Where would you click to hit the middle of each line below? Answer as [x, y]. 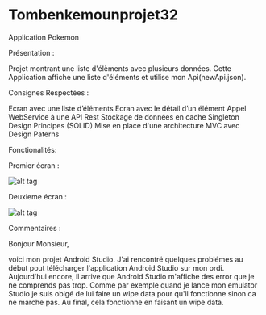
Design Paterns [34, 134]
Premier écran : [34, 165]
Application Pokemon [44, 37]
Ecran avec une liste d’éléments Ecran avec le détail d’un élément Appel [127, 108]
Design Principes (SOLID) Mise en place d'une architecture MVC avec [124, 125]
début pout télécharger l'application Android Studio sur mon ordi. [116, 267]
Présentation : [31, 52]
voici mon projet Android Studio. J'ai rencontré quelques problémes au [126, 259]
